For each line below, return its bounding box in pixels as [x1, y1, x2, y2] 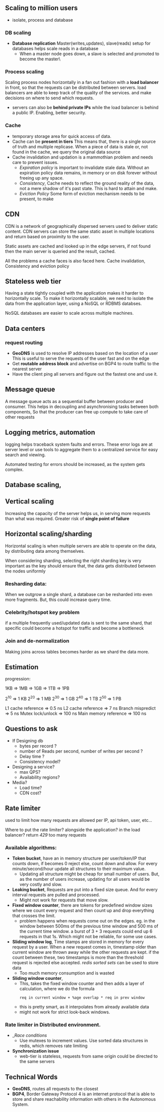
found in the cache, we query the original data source [12, 149, 121, 155]
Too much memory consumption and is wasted [19, 970, 115, 976]
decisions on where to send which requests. [5, 95, 94, 101]
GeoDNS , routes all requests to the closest [12, 1086, 98, 1092]
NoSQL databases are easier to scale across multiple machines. [5, 310, 134, 316]
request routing [5, 339, 43, 346]
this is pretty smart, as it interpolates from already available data [19, 1004, 149, 1009]
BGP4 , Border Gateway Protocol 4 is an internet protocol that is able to [12, 1091, 155, 1097]
